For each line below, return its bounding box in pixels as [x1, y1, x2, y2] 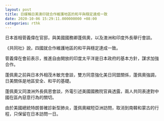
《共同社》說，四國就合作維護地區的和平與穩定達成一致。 [5, 45, 121, 51]
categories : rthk [5, 20, 41, 26]
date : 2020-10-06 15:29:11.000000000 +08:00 [5, 16, 97, 21]
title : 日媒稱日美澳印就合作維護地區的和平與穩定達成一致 [5, 12, 108, 17]
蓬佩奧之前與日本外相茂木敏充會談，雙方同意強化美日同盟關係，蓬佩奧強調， [5, 72, 159, 78]
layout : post [5, 7, 32, 12]
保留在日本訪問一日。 [18, 111, 61, 117]
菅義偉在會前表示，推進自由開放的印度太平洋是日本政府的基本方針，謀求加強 [5, 56, 159, 61]
